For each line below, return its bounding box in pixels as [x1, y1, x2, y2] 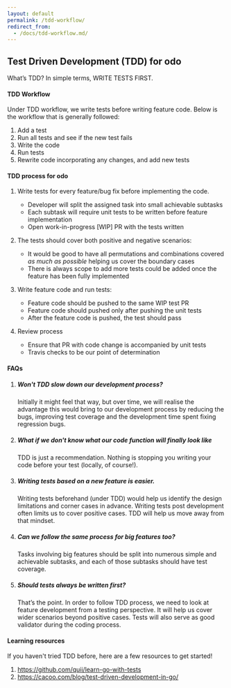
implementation [27, 215, 73, 224]
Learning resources [7, 636, 65, 645]
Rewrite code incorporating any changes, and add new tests [17, 156, 190, 164]
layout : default [7, 10, 54, 17]
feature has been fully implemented [27, 272, 130, 281]
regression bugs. [17, 420, 66, 428]
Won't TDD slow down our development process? [17, 380, 163, 389]
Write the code [17, 141, 60, 150]
